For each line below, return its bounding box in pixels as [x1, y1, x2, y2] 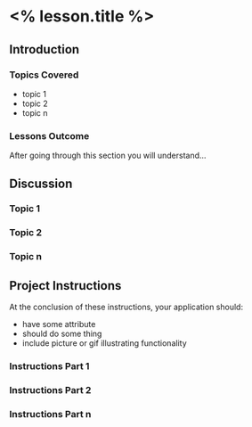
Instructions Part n [9, 407, 92, 420]
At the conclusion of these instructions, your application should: [9, 301, 243, 313]
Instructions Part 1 [9, 360, 90, 373]
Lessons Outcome [9, 129, 90, 142]
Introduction [9, 42, 80, 57]
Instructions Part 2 [9, 383, 92, 396]
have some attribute [21, 319, 96, 330]
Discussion [9, 176, 73, 191]
